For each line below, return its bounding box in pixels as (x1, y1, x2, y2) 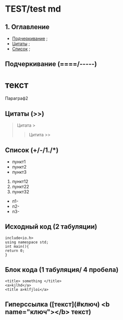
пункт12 (12, 178, 29, 184)
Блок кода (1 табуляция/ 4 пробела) (5, 266, 119, 274)
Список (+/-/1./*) (5, 146, 59, 154)
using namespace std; (5, 239, 49, 245)
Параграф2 (5, 96, 28, 101)
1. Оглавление (5, 23, 50, 31)
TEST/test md (5, 3, 61, 15)
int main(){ (5, 244, 29, 249)
